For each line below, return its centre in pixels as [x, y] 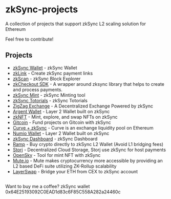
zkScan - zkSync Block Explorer [47, 79]
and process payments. [38, 89]
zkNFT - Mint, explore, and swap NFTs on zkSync [65, 117]
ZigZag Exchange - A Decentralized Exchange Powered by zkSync [83, 106]
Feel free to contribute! [29, 39]
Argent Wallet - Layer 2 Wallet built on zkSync [61, 111]
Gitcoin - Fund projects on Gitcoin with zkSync [62, 122]
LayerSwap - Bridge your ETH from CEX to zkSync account [75, 171]
